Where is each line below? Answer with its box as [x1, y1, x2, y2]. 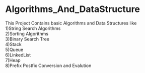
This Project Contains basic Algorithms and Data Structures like [5, 20, 137, 26]
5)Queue [5, 46, 24, 52]
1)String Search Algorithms [5, 25, 61, 31]
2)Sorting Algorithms [5, 30, 49, 36]
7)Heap [5, 57, 21, 63]
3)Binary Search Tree [5, 36, 49, 42]
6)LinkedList [5, 51, 31, 58]
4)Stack [5, 41, 22, 47]
